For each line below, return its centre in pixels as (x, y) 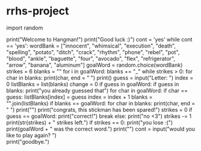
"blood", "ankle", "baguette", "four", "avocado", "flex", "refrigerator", (91, 58)
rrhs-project (38, 11)
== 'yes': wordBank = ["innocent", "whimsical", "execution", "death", (91, 46)
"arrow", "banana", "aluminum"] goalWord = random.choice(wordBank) (94, 65)
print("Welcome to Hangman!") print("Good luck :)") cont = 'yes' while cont (99, 39)
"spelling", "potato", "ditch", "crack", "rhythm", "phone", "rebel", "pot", (93, 52)
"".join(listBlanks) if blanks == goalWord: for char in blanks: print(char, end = (101, 103)
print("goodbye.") (28, 141)
